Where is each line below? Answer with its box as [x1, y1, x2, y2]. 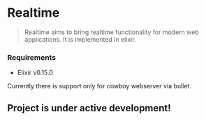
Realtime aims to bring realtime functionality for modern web [24, 28, 199, 36]
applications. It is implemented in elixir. [24, 35, 136, 43]
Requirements [7, 52, 57, 62]
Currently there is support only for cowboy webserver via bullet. [7, 82, 192, 90]
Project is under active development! [7, 102, 171, 114]
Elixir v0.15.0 [17, 68, 54, 77]
